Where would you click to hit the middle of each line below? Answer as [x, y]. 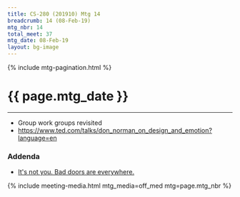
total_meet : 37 [30, 34]
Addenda [24, 156]
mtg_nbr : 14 [25, 27]
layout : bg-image [33, 47]
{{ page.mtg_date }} [68, 96]
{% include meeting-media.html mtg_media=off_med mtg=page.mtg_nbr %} [120, 186]
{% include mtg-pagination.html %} [60, 67]
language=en [37, 138]
